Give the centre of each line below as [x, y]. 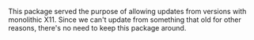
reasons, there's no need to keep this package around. [97, 28]
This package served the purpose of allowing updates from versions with [127, 11]
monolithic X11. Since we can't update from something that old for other [125, 20]
